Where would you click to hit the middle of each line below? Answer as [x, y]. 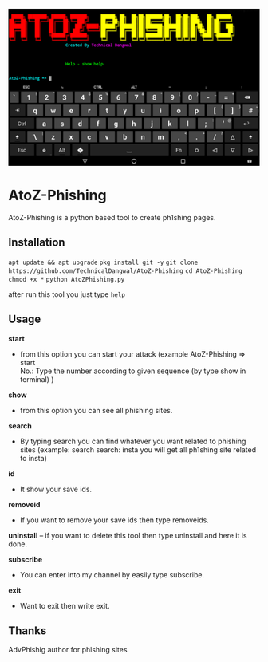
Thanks [28, 630]
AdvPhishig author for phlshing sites [68, 650]
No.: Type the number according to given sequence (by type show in [133, 371]
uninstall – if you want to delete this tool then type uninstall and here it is [128, 535]
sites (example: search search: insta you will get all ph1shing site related [138, 449]
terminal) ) [37, 379]
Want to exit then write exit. [65, 605]
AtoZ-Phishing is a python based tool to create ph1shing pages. [112, 217]
